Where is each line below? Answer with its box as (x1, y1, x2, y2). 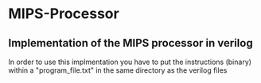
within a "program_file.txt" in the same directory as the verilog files (8, 66, 228, 75)
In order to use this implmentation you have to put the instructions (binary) (8, 57, 252, 66)
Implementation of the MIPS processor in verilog (8, 36, 253, 50)
